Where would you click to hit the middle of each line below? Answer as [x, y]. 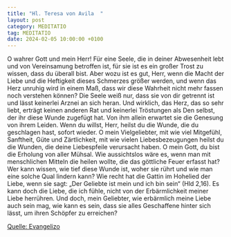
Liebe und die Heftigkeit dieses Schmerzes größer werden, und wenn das [112, 81]
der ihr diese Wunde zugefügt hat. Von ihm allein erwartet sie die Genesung [115, 117]
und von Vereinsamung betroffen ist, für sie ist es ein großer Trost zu [105, 66]
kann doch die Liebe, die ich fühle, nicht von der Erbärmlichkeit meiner [108, 191]
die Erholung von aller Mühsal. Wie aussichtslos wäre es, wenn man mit [109, 154]
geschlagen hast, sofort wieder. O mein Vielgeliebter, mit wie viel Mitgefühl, [115, 133]
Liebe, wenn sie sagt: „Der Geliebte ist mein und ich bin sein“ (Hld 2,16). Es [113, 184]
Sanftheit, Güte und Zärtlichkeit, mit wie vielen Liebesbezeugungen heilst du [115, 140]
